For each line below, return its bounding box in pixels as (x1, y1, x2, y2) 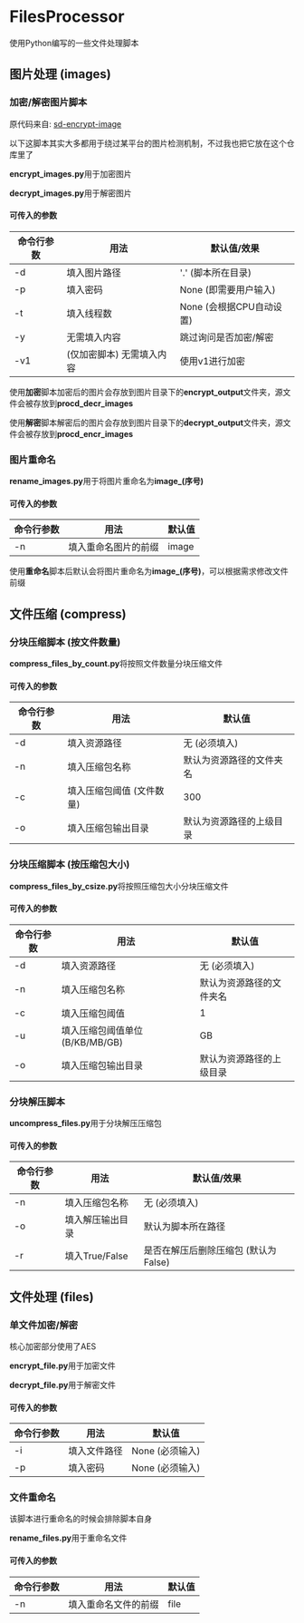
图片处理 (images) (9, 66, 111, 83)
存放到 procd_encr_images (33, 428, 134, 439)
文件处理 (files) (9, 1289, 94, 1305)
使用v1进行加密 (179, 355, 246, 367)
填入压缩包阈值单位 (61, 1024, 143, 1036)
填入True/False (64, 1249, 128, 1262)
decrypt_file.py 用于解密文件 (9, 1379, 116, 1390)
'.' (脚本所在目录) (179, 266, 252, 278)
